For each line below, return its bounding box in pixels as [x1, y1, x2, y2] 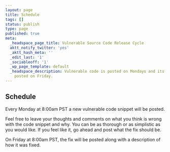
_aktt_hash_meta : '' [10, 50, 53, 55]
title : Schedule [5, 12, 40, 17]
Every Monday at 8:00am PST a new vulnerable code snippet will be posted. [5, 106, 165, 112]
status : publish [5, 21, 40, 27]
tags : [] [5, 17, 24, 22]
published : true [5, 31, 40, 36]
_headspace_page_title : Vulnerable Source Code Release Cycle [10, 41, 144, 46]
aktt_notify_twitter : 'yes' [10, 45, 70, 50]
